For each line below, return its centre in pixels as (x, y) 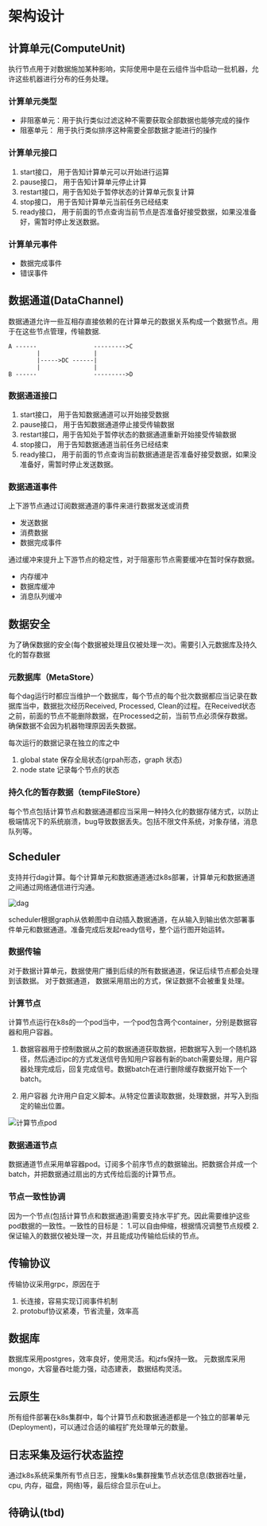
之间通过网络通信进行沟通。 (54, 887)
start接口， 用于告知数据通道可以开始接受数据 (94, 414)
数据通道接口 (33, 395)
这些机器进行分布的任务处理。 (64, 79)
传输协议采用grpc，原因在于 (54, 1284)
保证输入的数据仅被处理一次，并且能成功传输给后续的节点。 (106, 1235)
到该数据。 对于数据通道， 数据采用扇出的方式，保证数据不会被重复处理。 (128, 980)
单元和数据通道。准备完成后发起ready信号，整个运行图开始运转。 (122, 929)
